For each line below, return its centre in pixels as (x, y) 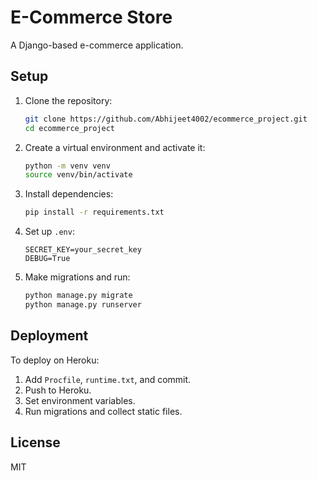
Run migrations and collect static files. (103, 411)
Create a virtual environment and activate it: (115, 147)
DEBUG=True (47, 259)
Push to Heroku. (58, 390)
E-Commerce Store (91, 17)
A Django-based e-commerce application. (97, 45)
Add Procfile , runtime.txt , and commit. (108, 379)
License (35, 442)
